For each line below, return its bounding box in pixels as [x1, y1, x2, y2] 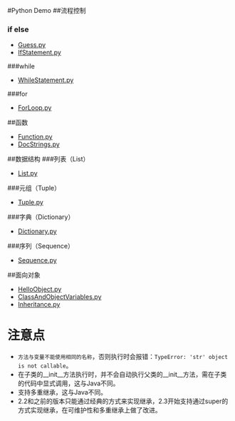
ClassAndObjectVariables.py [17, 293, 102, 301]
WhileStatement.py [17, 76, 74, 84]
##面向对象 [7, 270, 41, 280]
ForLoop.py [17, 103, 52, 112]
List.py [17, 169, 38, 178]
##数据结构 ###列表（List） [7, 155, 90, 163]
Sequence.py [17, 256, 57, 265]
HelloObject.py [17, 285, 62, 294]
